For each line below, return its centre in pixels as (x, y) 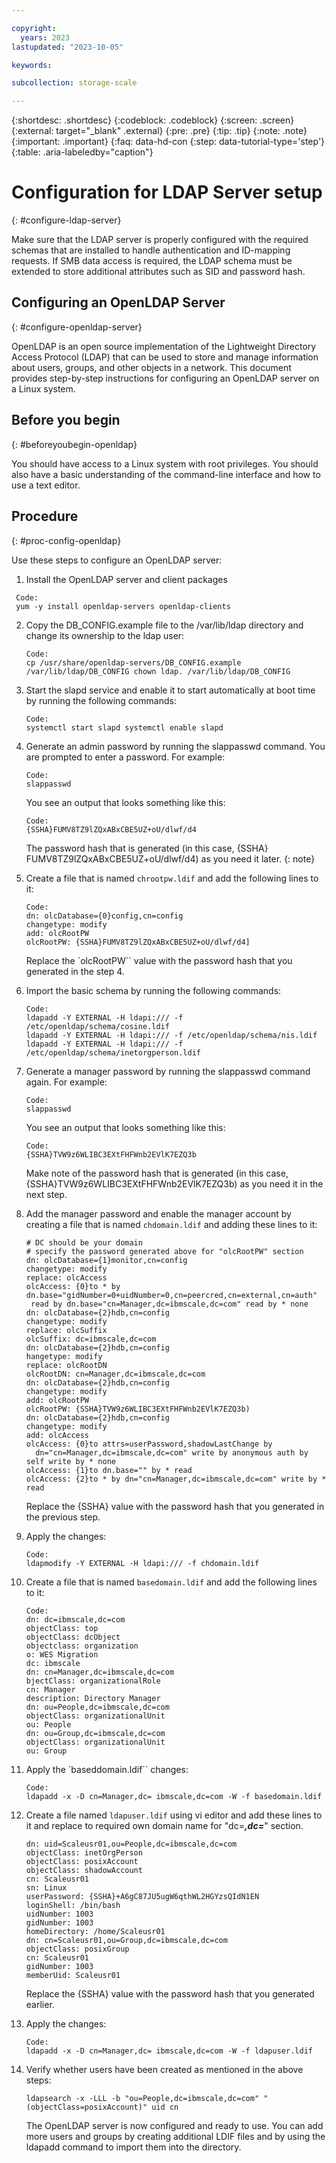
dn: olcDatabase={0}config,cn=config (104, 916)
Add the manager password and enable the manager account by (158, 1213)
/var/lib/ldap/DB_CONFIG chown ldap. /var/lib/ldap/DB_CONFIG (158, 671)
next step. (46, 1194)
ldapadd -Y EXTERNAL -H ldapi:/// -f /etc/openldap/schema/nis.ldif (171, 1035)
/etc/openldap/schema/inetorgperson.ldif (113, 1052)
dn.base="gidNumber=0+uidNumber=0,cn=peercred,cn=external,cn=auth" (171, 1295)
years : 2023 (45, 37)
